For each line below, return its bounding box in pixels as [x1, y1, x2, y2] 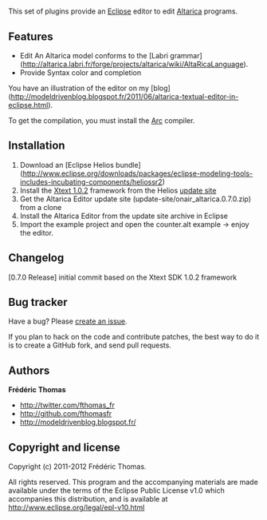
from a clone [19, 202, 62, 212]
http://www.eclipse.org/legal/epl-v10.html [8, 502, 145, 513]
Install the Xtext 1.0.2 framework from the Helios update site [19, 185, 217, 195]
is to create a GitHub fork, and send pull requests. [8, 340, 171, 350]
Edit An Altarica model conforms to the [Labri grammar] [19, 51, 203, 60]
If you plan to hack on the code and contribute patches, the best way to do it [8, 332, 260, 342]
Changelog [8, 251, 65, 265]
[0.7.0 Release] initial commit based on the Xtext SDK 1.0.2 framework [8, 272, 238, 282]
